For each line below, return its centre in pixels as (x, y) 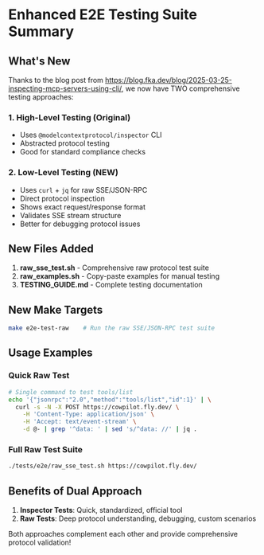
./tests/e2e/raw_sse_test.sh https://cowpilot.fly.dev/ (103, 466)
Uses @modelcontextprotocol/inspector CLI (91, 135)
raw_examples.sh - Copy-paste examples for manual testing (120, 276)
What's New (39, 61)
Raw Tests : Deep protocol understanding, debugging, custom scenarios (138, 518)
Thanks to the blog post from (56, 80)
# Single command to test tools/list (71, 392)
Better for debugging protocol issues (80, 224)
